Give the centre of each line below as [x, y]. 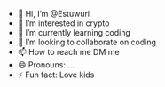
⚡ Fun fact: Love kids [56, 75]
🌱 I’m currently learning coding [74, 32]
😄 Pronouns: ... [46, 65]
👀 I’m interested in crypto [63, 23]
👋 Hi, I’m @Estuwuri [54, 14]
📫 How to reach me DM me [68, 52]
